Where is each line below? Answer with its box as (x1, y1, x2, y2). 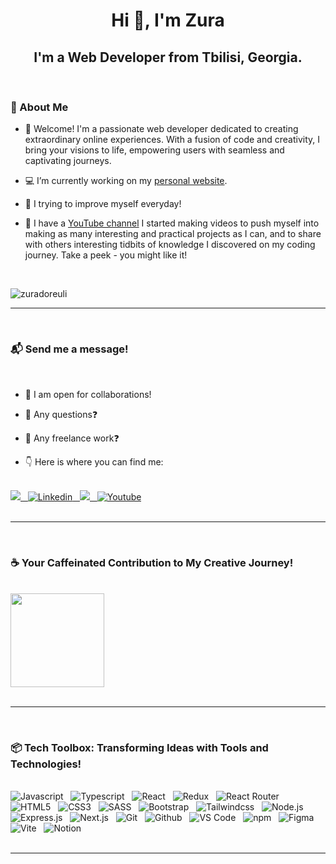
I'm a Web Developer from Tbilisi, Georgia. (33, 49, 303, 66)
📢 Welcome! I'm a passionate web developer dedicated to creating (24, 123, 299, 135)
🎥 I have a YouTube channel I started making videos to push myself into (24, 217, 320, 229)
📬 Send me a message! (10, 342, 129, 356)
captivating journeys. (24, 155, 112, 167)
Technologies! (10, 757, 82, 771)
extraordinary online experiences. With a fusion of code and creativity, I (24, 134, 320, 146)
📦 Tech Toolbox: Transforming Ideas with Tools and (10, 740, 269, 754)
